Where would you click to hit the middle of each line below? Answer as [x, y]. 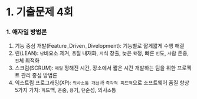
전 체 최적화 [27, 61]
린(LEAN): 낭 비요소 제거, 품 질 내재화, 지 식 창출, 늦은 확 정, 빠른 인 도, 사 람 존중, [102, 53]
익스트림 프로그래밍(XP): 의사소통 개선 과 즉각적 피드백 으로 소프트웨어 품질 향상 [102, 82]
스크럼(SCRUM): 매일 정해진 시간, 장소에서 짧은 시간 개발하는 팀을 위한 [95, 68]
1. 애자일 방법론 [27, 32]
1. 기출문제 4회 [40, 12]
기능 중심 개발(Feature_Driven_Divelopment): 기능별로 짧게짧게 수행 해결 [99, 46]
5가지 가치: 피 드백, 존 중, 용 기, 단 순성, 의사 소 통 [65, 90]
